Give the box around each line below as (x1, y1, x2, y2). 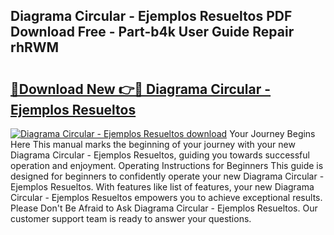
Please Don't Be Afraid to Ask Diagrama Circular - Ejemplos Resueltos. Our (10, 202, 318, 214)
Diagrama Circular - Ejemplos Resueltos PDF (10, 8, 293, 25)
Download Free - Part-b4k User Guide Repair (10, 24, 295, 41)
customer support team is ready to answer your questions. (10, 213, 252, 224)
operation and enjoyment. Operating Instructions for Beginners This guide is (10, 160, 324, 171)
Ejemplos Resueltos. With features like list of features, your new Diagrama (10, 181, 315, 193)
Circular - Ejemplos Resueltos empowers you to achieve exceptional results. (10, 192, 323, 203)
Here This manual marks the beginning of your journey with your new (10, 139, 296, 150)
